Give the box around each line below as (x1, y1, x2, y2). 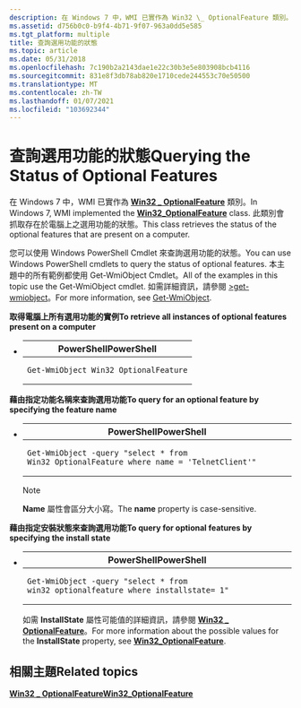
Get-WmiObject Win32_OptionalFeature (26, 365, 188, 376)
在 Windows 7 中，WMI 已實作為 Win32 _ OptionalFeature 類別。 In (9, 196, 258, 207)
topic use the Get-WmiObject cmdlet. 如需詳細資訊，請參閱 (9, 281, 227, 292)
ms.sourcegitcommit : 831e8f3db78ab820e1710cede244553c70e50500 (9, 72, 251, 81)
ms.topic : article (9, 47, 78, 56)
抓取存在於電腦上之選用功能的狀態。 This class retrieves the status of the (9, 219, 278, 229)
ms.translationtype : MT (9, 80, 99, 89)
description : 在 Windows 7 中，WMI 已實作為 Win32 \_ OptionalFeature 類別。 (9, 13, 293, 22)
